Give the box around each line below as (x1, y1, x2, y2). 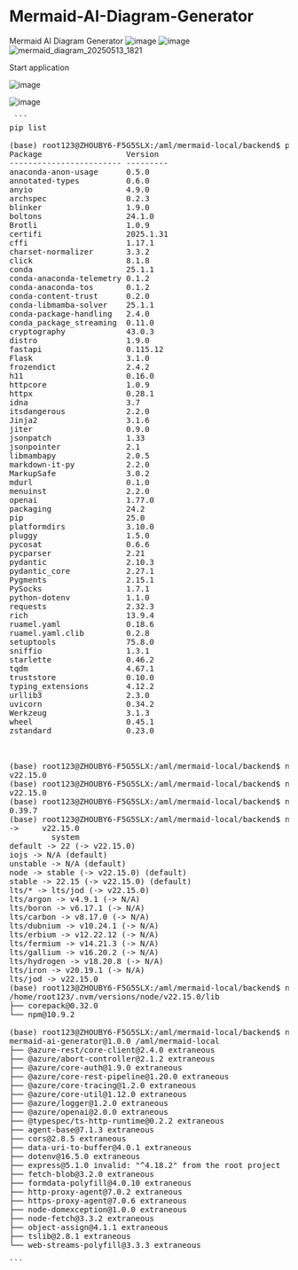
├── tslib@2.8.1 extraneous (9, 1231, 131, 1241)
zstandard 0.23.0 (9, 725, 155, 735)
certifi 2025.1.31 (9, 229, 169, 239)
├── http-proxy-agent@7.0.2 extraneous (9, 1187, 183, 1196)
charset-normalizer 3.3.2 (9, 247, 150, 256)
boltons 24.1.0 (9, 211, 155, 221)
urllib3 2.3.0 (9, 690, 150, 700)
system (51, 832, 80, 842)
